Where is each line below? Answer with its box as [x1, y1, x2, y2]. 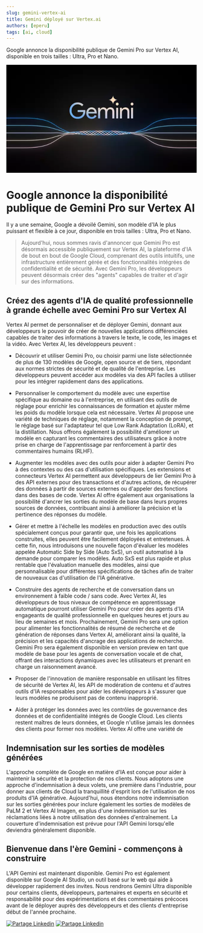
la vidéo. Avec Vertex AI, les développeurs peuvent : [6, 340, 136, 348]
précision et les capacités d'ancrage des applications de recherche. [14, 637, 184, 645]
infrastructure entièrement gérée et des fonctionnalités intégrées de [21, 258, 190, 266]
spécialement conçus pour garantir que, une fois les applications [14, 529, 176, 537]
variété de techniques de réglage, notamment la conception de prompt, [14, 415, 193, 423]
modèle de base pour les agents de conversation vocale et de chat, [14, 650, 183, 658]
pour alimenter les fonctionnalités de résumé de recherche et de [14, 624, 175, 632]
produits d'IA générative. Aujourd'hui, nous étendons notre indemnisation [6, 794, 189, 801]
